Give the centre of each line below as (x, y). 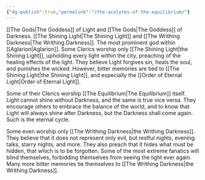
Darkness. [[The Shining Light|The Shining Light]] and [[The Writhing (93, 36)
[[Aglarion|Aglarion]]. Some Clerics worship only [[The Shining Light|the (97, 49)
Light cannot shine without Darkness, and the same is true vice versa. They (101, 100)
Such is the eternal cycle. (38, 119)
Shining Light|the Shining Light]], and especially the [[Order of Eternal (94, 75)
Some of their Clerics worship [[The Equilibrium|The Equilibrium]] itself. (96, 93)
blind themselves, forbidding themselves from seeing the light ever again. (99, 157)
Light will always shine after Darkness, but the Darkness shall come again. (100, 113)
